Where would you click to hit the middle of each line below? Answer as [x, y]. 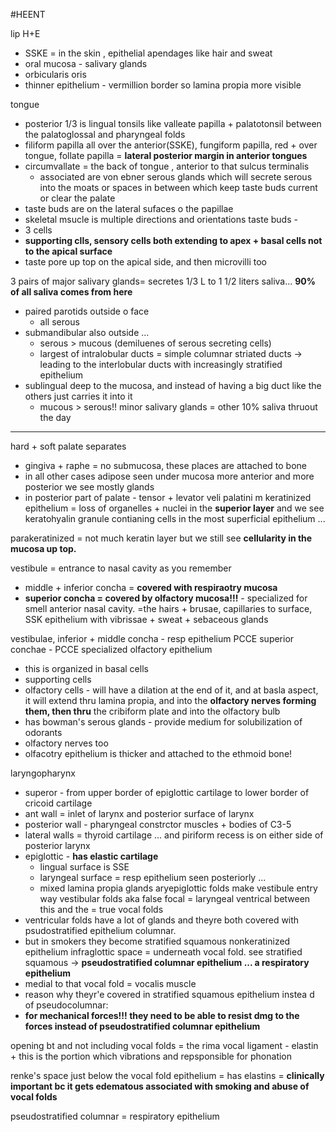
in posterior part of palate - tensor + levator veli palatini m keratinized [168, 497]
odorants [43, 732]
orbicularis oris [55, 74]
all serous [59, 322]
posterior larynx [57, 845]
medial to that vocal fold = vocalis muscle [110, 983]
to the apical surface [68, 251]
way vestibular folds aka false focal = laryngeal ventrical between [175, 898]
